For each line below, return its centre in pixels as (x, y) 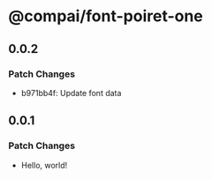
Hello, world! (44, 165)
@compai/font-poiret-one (106, 16)
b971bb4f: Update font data (71, 93)
